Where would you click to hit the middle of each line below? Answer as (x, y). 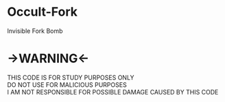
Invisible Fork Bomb (35, 31)
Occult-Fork (42, 12)
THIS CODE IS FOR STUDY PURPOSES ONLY (71, 77)
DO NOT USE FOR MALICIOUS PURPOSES (67, 85)
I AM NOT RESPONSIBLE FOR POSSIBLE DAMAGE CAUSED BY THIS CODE (113, 92)
